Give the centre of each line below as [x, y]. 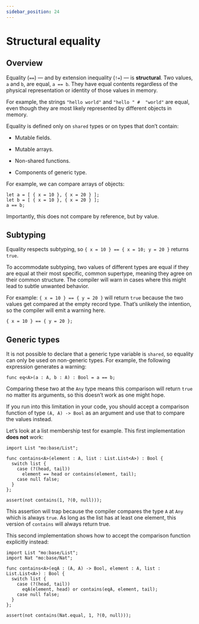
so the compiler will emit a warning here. [56, 310]
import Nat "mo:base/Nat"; [40, 558]
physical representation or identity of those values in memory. [82, 90]
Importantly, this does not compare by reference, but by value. [83, 216]
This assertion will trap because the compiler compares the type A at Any [95, 511]
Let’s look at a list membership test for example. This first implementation [96, 431]
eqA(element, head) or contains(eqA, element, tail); [90, 589]
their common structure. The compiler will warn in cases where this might [96, 280]
